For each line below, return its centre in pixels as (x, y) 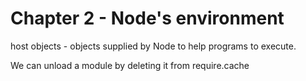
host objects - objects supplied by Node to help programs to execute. (153, 46)
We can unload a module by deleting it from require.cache (130, 65)
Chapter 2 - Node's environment (147, 18)
